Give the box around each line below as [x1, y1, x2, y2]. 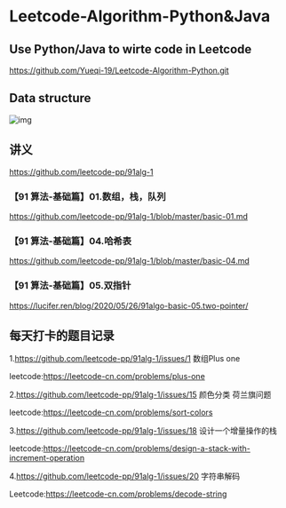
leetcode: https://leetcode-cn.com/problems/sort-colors [9, 407, 213, 418]
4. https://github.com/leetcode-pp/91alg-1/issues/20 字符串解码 [9, 471, 241, 481]
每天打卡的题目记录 [9, 328, 115, 343]
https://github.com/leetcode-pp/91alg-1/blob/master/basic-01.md [9, 210, 249, 221]
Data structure [9, 91, 91, 106]
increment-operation [9, 453, 85, 464]
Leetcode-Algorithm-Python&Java [9, 6, 271, 27]
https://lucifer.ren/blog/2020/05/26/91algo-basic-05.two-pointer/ [9, 300, 249, 311]
